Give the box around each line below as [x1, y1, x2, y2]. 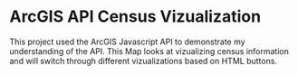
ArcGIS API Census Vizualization [9, 6, 261, 27]
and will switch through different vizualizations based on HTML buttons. [9, 55, 278, 66]
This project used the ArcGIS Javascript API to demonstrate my [9, 36, 246, 47]
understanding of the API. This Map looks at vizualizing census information [9, 45, 290, 56]
